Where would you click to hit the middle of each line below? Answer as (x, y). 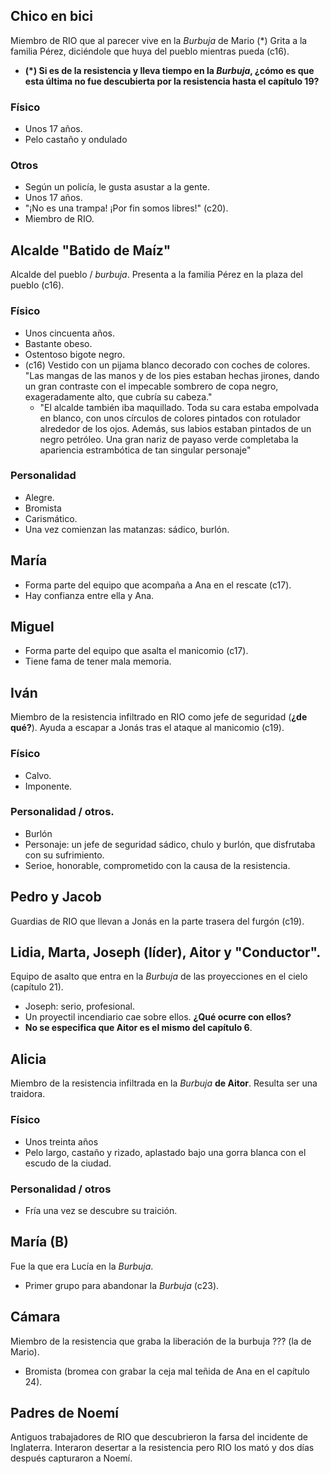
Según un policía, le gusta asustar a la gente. (117, 187)
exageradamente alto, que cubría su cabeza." (118, 396)
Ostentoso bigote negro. (75, 354)
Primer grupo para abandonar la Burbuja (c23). (122, 1285)
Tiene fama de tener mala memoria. (98, 661)
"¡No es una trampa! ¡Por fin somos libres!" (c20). (126, 208)
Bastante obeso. (58, 343)
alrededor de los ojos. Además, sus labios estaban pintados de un (175, 428)
